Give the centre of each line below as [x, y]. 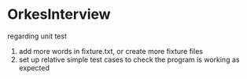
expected [34, 67]
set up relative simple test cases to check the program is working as [129, 59]
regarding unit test [37, 36]
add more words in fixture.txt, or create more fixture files [111, 51]
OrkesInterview [59, 14]
